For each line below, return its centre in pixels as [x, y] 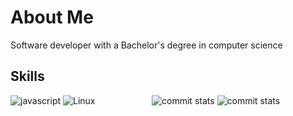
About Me [52, 17]
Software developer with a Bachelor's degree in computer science [146, 45]
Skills [27, 76]
